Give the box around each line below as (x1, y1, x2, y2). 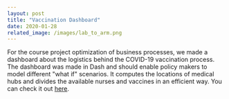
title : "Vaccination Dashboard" (7, 16, 100, 23)
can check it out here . (7, 85, 70, 93)
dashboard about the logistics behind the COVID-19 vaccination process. (7, 56, 215, 64)
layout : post (7, 10, 45, 17)
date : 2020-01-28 (7, 23, 57, 30)
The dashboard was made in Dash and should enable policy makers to (7, 63, 208, 71)
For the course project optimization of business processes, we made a (7, 48, 208, 56)
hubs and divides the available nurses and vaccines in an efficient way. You (7, 77, 223, 86)
